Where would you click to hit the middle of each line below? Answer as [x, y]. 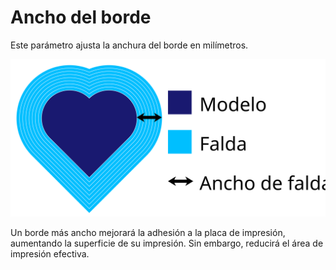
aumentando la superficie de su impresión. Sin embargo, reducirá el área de [167, 243]
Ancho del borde [81, 17]
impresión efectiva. [50, 253]
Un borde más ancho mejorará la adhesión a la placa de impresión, [148, 232]
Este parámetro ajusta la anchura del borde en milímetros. [129, 45]
